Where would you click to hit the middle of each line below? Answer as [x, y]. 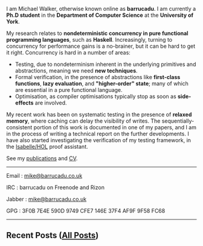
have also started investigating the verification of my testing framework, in [99, 140]
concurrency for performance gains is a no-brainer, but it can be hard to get [101, 46]
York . [13, 21]
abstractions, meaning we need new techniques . [76, 71]
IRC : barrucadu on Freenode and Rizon [55, 187]
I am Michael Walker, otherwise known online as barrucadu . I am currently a [101, 9]
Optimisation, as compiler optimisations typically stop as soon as [95, 96]
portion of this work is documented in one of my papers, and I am [115, 127]
